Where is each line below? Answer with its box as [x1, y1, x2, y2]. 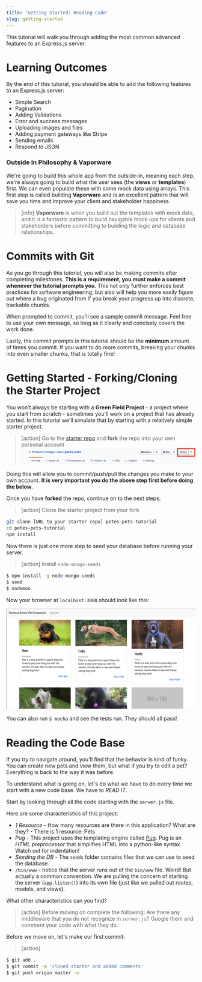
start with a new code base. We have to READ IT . [6, 787, 127, 794]
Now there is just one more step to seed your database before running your [6, 543, 193, 550]
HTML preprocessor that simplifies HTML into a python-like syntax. [14, 841, 182, 848]
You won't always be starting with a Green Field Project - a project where [6, 403, 189, 411]
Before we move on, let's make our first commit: [6, 933, 125, 941]
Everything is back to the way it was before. [6, 769, 115, 776]
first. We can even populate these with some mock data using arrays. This [6, 185, 190, 192]
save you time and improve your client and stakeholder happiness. [6, 197, 171, 204]
